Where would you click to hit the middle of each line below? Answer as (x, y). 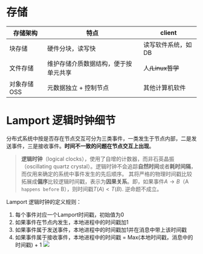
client (168, 33)
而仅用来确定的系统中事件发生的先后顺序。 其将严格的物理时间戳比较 (106, 174)
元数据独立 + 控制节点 (78, 87)
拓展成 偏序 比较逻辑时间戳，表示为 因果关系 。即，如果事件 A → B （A (105, 181)
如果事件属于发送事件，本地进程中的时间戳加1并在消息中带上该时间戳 (101, 229)
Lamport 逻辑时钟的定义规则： (44, 202)
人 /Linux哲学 (161, 68)
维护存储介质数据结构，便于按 (90, 63)
